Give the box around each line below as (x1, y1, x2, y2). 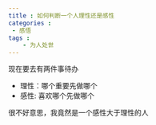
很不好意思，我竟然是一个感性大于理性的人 (8, 108, 149, 118)
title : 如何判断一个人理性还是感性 (8, 11, 114, 20)
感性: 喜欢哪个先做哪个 (19, 91, 94, 100)
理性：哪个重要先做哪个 (19, 81, 98, 91)
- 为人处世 (22, 41, 54, 49)
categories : (8, 19, 52, 27)
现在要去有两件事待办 (8, 64, 78, 74)
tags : (8, 33, 30, 42)
